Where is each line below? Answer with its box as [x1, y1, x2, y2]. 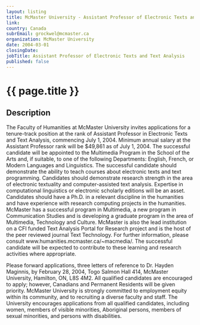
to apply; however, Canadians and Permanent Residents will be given [6, 280, 176, 287]
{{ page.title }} [6, 84, 80, 98]
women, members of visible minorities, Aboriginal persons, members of [6, 306, 182, 313]
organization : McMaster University [6, 36, 95, 42]
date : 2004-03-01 [6, 42, 49, 48]
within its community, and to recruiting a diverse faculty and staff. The [6, 293, 178, 301]
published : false [6, 58, 49, 64]
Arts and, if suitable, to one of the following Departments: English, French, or [6, 155, 194, 162]
